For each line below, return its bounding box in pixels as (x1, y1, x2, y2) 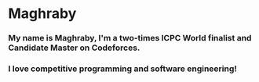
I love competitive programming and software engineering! (8, 63, 238, 74)
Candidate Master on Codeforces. (8, 42, 140, 53)
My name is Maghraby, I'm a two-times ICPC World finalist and (8, 33, 252, 44)
